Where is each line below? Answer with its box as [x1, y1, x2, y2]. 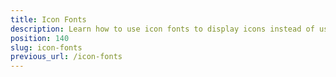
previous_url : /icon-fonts [10, 52, 123, 62]
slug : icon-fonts [10, 42, 83, 53]
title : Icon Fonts [10, 14, 87, 25]
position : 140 [10, 33, 70, 43]
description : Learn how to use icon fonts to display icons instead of [10, 24, 315, 34]
